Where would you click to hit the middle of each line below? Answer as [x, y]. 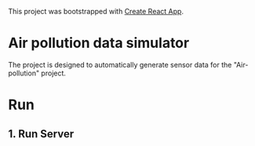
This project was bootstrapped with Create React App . [96, 11]
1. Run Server [41, 134]
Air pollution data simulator [99, 43]
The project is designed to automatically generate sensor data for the [120, 64]
